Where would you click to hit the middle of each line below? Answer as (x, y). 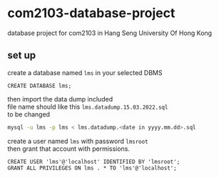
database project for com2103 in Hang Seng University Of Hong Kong (110, 33)
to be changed (29, 114)
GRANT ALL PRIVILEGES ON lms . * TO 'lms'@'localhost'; (92, 168)
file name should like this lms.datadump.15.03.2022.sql (88, 107)
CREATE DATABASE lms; (40, 86)
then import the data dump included (60, 99)
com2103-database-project (91, 13)
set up (22, 55)
